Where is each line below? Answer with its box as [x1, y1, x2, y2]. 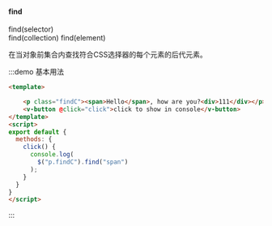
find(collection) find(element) [8, 33, 106, 43]
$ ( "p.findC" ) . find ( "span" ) [37, 158, 129, 166]
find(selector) [8, 24, 54, 34]
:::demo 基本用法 [8, 67, 65, 77]
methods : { [15, 135, 53, 143]
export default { [8, 128, 67, 136]
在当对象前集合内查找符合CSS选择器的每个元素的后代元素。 [8, 49, 208, 60]
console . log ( [29, 151, 74, 159]
